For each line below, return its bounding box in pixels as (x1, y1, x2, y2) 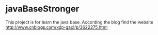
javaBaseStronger (5, 3, 79, 14)
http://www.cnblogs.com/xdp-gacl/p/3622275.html (5, 24, 108, 30)
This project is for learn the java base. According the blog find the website (5, 19, 154, 25)
